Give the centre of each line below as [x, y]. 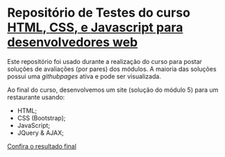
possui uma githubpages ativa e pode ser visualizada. [84, 76]
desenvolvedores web [73, 42]
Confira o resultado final [42, 146]
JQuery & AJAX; [40, 133]
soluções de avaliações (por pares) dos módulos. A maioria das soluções [112, 69]
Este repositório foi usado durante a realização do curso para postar [105, 61]
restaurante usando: [36, 97]
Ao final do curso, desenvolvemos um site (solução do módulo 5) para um [113, 90]
